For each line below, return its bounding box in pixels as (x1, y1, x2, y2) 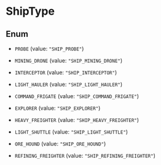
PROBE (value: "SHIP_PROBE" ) (14, 45, 84, 52)
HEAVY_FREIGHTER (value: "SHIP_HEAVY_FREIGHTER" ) (14, 117, 139, 123)
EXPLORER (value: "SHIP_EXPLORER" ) (14, 104, 101, 112)
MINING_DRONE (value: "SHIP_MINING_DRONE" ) (14, 57, 123, 64)
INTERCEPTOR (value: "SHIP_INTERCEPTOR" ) (14, 69, 117, 76)
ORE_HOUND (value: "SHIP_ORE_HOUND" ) (14, 140, 106, 147)
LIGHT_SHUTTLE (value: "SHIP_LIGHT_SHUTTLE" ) (14, 128, 128, 136)
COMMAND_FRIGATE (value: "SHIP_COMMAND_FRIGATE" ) (14, 93, 139, 99)
